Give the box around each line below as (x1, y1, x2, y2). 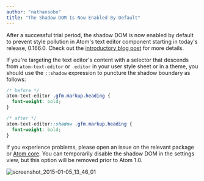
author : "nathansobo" (6, 9, 62, 15)
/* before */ (6, 87, 40, 93)
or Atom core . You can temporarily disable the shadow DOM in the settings (6, 150, 195, 157)
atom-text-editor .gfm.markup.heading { (6, 93, 111, 99)
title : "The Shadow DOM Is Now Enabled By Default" (6, 15, 140, 21)
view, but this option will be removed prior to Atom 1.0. (6, 156, 143, 163)
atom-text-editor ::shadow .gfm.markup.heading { (6, 121, 133, 127)
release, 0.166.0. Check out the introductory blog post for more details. (6, 44, 184, 52)
